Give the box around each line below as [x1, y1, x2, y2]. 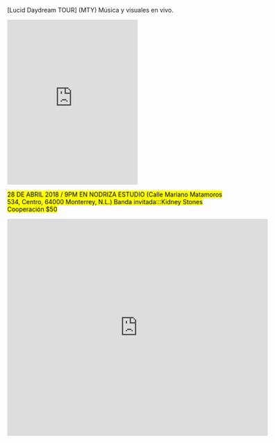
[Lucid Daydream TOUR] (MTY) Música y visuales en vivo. [7, 6, 174, 14]
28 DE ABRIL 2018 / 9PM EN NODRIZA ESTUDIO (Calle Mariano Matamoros [7, 190, 222, 199]
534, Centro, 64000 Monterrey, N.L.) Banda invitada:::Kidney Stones [7, 198, 203, 206]
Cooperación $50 [7, 205, 58, 213]
